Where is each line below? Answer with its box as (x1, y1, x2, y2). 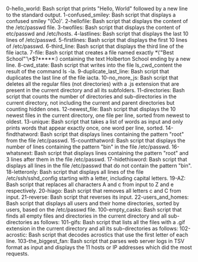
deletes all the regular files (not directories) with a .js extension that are (6, 80, 179, 88)
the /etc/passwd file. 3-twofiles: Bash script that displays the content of (6, 24, 181, 31)
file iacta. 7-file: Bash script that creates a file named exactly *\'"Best (6, 49, 174, 56)
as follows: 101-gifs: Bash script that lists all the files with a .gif (33, 219, 185, 225)
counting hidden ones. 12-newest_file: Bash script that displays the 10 (6, 106, 176, 112)
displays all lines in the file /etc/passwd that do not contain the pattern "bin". (6, 162, 192, 169)
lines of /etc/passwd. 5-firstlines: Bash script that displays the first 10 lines (6, 37, 188, 43)
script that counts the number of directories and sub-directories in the (6, 93, 177, 100)
